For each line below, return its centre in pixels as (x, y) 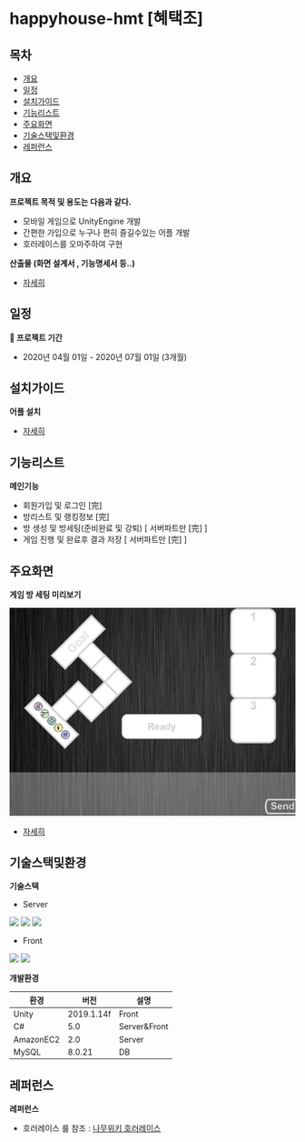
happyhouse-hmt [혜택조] (107, 19)
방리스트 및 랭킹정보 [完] (66, 517)
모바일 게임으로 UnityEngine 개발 (82, 221)
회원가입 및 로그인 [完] (62, 506)
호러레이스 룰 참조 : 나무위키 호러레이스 (92, 1128)
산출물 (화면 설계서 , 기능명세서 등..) (73, 263)
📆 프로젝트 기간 (36, 337)
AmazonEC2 (37, 1039)
